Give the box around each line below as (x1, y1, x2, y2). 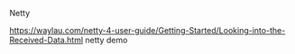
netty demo (85, 35, 128, 45)
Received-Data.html (9, 35, 84, 45)
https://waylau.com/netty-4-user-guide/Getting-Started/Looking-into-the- (9, 25, 286, 35)
